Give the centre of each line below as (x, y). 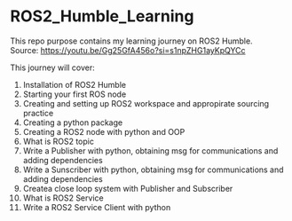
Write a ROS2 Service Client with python (97, 207)
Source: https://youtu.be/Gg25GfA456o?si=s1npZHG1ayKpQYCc (128, 50)
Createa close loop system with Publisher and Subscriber (128, 188)
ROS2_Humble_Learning (102, 16)
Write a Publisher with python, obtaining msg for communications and (150, 150)
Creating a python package (73, 122)
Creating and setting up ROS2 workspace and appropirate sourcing (146, 103)
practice (38, 113)
